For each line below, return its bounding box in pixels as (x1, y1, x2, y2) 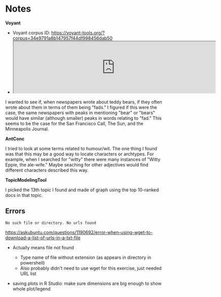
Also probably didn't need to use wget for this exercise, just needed (20, 265, 162, 271)
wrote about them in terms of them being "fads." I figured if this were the (5, 104, 157, 110)
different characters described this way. (5, 167, 89, 173)
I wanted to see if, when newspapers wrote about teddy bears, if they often (5, 98, 162, 105)
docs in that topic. (5, 192, 43, 198)
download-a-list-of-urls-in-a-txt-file (5, 235, 81, 241)
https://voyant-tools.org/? (51, 29, 105, 36)
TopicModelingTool (5, 177, 47, 183)
